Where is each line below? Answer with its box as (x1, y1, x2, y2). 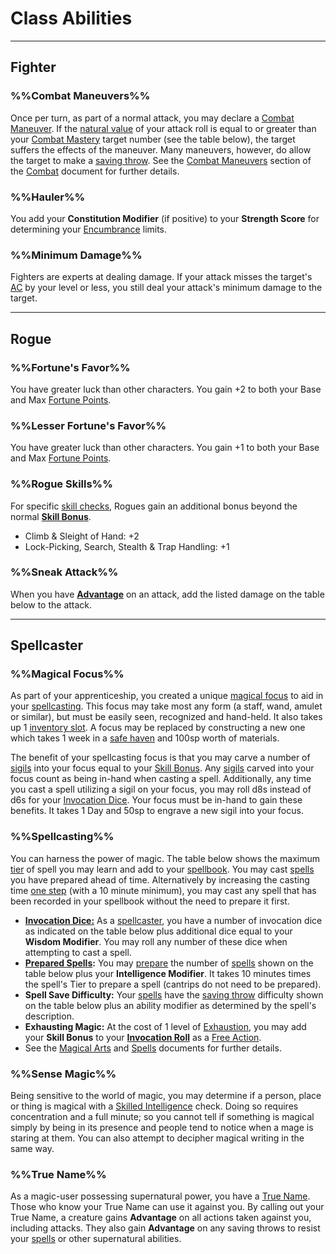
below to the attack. (10, 598, 93, 611)
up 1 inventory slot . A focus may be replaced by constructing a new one (10, 722, 306, 734)
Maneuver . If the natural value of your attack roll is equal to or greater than (10, 122, 317, 134)
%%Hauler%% (10, 190, 86, 204)
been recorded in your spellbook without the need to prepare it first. (10, 895, 290, 907)
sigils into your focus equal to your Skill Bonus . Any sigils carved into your (10, 762, 315, 774)
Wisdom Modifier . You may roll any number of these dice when (24, 935, 288, 947)
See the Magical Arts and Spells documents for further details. (24, 1042, 282, 1054)
